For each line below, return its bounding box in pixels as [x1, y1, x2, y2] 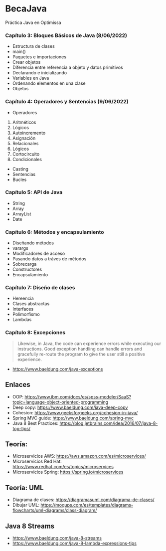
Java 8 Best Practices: [12, 420, 59, 426]
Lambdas [12, 317, 32, 323]
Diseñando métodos [12, 240, 54, 246]
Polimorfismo [12, 311, 40, 317]
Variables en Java [12, 75, 49, 81]
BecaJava [5, 3, 47, 14]
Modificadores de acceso [12, 250, 65, 257]
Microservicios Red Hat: [12, 458, 62, 464]
